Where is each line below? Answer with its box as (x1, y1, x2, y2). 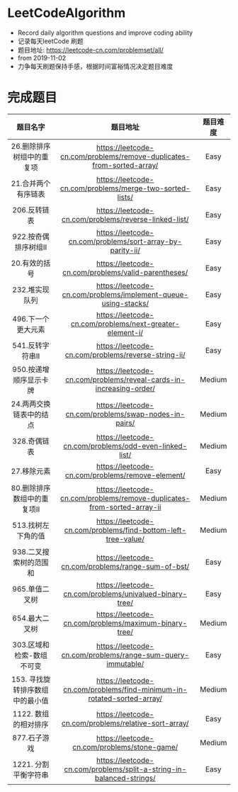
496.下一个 (12, 314, 50, 324)
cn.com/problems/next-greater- (70, 319, 180, 329)
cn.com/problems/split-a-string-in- (64, 764, 186, 774)
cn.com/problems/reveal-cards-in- (64, 374, 186, 384)
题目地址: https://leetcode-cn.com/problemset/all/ (17, 45, 164, 54)
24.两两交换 (11, 399, 51, 409)
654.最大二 (12, 613, 50, 623)
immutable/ (106, 659, 144, 669)
